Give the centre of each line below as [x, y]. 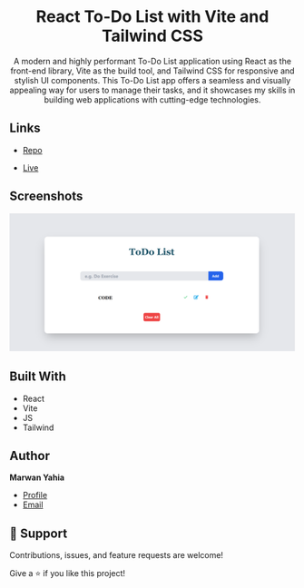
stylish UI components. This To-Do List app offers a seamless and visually [152, 80]
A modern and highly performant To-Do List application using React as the [152, 61]
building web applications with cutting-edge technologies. [152, 99]
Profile [35, 495]
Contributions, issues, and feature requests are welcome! [117, 555]
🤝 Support [39, 533]
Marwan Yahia [37, 477]
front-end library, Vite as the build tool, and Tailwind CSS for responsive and [152, 71]
